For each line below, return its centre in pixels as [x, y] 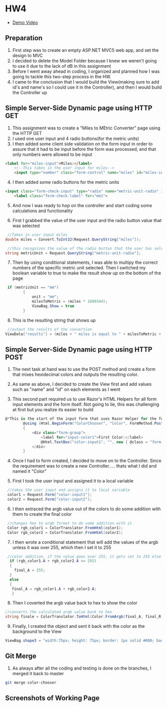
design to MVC [28, 55]
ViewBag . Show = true [53, 306]
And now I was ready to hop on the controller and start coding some [82, 205]
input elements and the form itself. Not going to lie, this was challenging [86, 404]
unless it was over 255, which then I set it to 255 [62, 547]
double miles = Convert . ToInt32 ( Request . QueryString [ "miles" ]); [73, 239]
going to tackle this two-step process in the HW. [62, 76]
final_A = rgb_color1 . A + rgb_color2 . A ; [54, 589]
